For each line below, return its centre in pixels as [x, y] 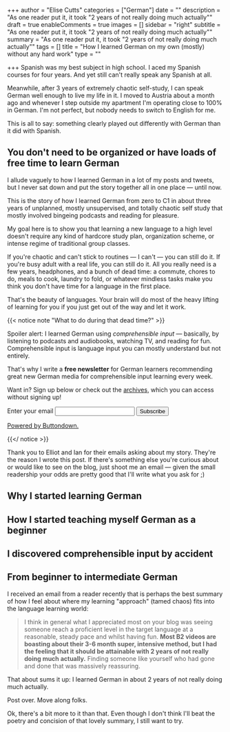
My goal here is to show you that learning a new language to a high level [109, 229]
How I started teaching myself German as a [102, 520]
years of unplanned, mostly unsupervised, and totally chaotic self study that [115, 208]
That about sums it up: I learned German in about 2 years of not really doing [115, 679]
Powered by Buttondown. [43, 425]
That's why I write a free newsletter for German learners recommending [110, 369]
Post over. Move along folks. [47, 700]
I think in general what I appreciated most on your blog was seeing [118, 622]
